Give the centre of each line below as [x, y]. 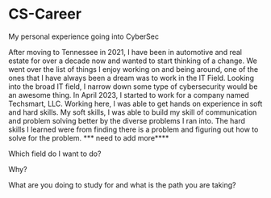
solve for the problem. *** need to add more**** [89, 137]
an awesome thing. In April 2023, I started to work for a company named [129, 95]
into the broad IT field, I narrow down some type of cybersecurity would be [133, 86]
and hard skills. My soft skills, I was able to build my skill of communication [133, 112]
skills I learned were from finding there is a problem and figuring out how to [133, 129]
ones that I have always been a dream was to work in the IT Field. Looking [131, 78]
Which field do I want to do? [55, 154]
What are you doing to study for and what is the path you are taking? [122, 185]
